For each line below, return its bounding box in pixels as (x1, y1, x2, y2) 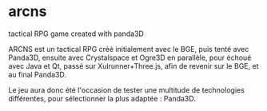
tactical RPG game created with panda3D (8, 29, 144, 38)
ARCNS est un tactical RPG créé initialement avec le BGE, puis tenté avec (8, 44, 249, 54)
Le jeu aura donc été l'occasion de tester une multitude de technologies (8, 85, 245, 94)
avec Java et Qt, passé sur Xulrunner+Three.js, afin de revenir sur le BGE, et (8, 61, 259, 70)
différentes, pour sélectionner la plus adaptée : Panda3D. (8, 93, 196, 103)
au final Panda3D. (8, 69, 66, 79)
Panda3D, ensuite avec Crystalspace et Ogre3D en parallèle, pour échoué (8, 53, 252, 62)
